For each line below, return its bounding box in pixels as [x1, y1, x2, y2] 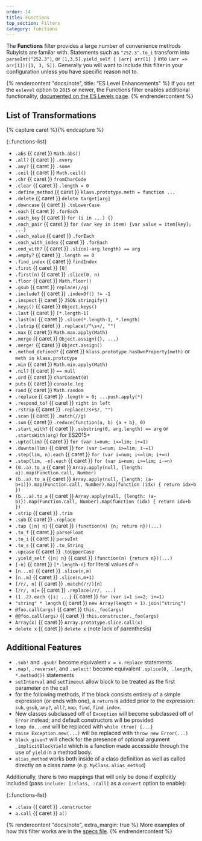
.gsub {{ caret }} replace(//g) [14, 284, 89, 291]
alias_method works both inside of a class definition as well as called [14, 754, 186, 762]
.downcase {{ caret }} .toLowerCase [14, 201, 100, 209]
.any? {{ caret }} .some [14, 163, 71, 170]
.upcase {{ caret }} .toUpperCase [14, 548, 95, 555]
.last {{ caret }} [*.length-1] [14, 309, 89, 316]
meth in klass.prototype [14, 355, 78, 362]
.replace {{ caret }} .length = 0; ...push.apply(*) [14, 393, 144, 400]
